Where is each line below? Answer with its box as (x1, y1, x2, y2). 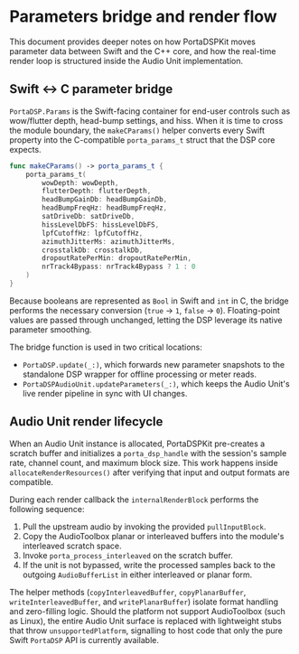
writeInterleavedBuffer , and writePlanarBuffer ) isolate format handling (9, 596, 278, 607)
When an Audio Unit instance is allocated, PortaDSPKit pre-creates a (9, 438, 266, 449)
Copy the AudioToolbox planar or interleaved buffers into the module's (22, 530, 285, 541)
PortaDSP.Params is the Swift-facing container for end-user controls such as (9, 106, 291, 117)
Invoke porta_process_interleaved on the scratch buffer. (22, 549, 233, 561)
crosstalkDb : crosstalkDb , (42, 246, 144, 255)
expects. (9, 144, 42, 154)
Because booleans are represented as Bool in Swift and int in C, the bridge (9, 295, 289, 306)
